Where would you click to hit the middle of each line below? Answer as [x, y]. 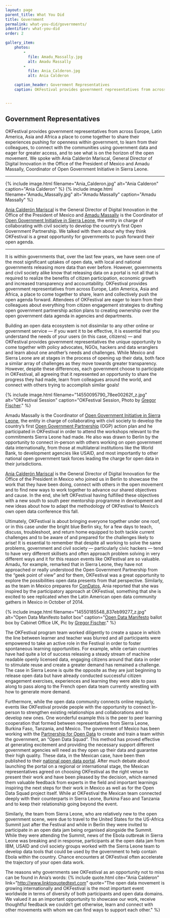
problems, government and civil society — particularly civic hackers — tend [84, 548]
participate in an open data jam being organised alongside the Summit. [79, 830]
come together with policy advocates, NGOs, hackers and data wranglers [82, 347]
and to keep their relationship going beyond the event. [61, 804]
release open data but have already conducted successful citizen [73, 676]
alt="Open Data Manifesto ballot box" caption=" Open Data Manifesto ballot [83, 617]
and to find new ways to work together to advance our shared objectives [81, 489]
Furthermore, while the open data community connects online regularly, [80, 701]
